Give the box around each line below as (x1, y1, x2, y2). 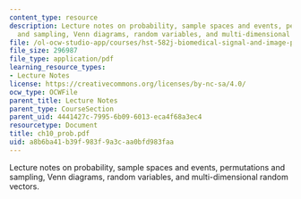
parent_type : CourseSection (9, 104, 115, 113)
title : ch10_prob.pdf (9, 129, 90, 138)
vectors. (9, 180, 40, 192)
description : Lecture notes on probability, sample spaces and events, (9, 21, 282, 30)
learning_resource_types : (9, 63, 106, 72)
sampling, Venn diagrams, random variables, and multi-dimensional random (9, 171, 288, 182)
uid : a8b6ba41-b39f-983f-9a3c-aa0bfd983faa (9, 137, 175, 146)
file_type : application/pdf (9, 54, 115, 63)
